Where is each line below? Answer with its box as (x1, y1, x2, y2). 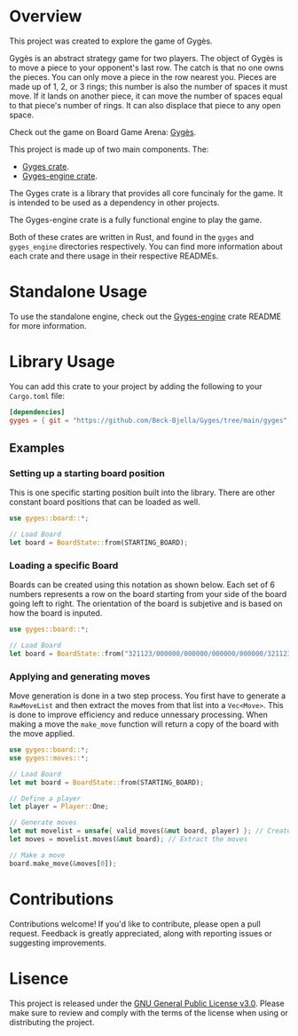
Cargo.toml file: (9, 390, 65, 401)
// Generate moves (9, 818, 77, 827)
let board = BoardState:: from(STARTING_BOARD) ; (9, 538, 189, 547)
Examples (9, 440, 65, 455)
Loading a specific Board (9, 559, 119, 571)
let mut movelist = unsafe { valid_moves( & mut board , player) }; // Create (9, 826, 292, 836)
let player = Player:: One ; (9, 802, 109, 811)
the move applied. (9, 729, 75, 739)
